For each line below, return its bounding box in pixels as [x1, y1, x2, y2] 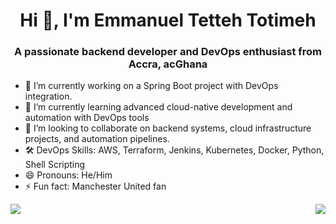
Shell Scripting [24, 159, 86, 171]
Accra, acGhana [128, 57, 208, 71]
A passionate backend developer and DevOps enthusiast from [14, 45, 322, 59]
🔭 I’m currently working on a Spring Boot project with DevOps [24, 80, 279, 92]
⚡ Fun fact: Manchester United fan [24, 180, 167, 193]
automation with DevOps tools [24, 112, 150, 124]
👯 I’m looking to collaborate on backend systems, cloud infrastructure [24, 122, 312, 134]
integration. [24, 90, 73, 103]
